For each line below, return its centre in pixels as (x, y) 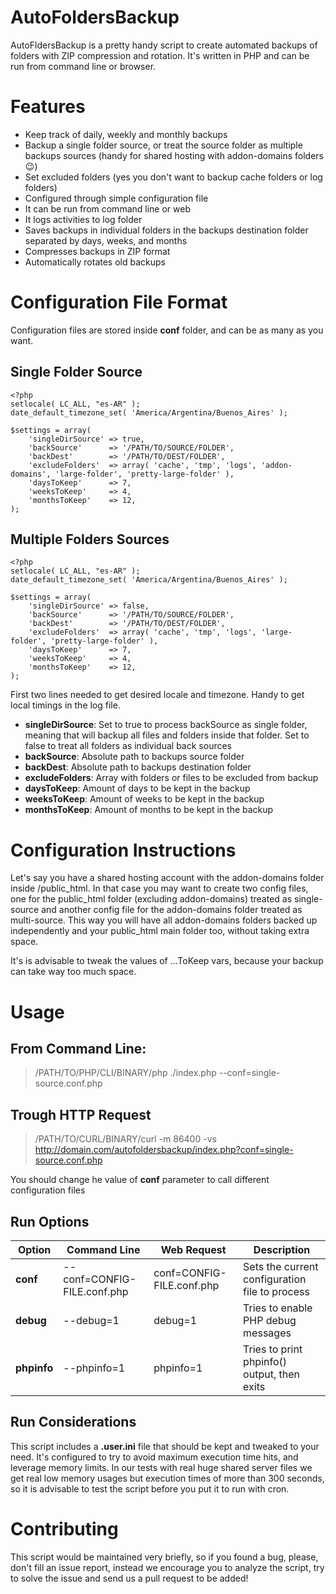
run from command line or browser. (83, 66)
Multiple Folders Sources (90, 539)
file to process (276, 1291)
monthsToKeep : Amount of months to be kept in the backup (149, 810)
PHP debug (270, 1320)
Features (48, 107)
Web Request (193, 1249)
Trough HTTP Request (81, 1114)
